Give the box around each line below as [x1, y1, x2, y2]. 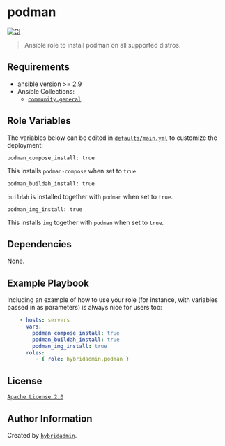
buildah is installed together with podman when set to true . [7, 192, 173, 201]
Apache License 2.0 [7, 394, 64, 401]
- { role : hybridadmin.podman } [35, 356, 130, 363]
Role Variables [7, 115, 71, 127]
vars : [25, 323, 42, 331]
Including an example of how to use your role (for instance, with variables [7, 296, 218, 304]
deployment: [7, 141, 43, 149]
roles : [25, 349, 45, 357]
